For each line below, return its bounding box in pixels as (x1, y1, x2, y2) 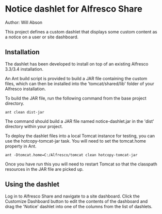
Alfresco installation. (5, 86, 46, 92)
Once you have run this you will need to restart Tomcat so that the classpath (5, 161, 158, 167)
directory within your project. (5, 123, 63, 129)
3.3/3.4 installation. (5, 66, 44, 72)
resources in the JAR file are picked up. (5, 166, 84, 172)
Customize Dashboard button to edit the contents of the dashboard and (5, 198, 148, 204)
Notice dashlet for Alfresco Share (5, 3, 143, 15)
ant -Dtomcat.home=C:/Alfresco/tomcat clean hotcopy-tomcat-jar (5, 152, 138, 157)
